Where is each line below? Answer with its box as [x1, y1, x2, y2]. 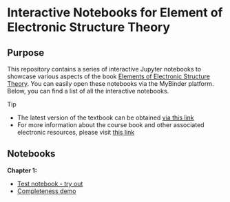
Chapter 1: [7, 166, 38, 175]
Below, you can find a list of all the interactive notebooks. [7, 87, 169, 95]
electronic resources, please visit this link [17, 128, 135, 136]
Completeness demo [17, 187, 76, 195]
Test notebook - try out [17, 179, 83, 188]
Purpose [7, 47, 45, 58]
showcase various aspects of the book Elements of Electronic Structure [7, 72, 210, 80]
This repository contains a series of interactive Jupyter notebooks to [7, 65, 202, 73]
